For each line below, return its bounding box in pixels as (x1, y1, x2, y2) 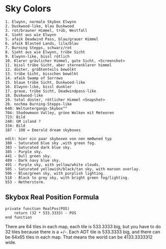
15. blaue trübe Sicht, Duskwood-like (5, 80, 85, 85)
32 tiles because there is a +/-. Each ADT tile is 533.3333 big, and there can (5, 229, 160, 235)
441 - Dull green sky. (5, 153, 52, 158)
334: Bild (5, 123, 26, 128)
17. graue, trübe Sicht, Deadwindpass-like (5, 89, 97, 94)
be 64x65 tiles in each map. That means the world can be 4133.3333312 (5, 234, 153, 240)
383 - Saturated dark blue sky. (5, 145, 72, 150)
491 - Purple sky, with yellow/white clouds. (5, 162, 101, 167)
